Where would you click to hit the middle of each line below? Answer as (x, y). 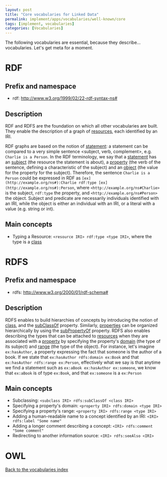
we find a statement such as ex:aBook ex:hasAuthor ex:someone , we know (81, 367)
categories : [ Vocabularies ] (34, 28)
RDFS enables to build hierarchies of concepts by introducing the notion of (82, 320)
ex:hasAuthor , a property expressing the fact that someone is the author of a (83, 351)
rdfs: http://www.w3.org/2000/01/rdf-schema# (60, 292)
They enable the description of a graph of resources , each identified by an (81, 131)
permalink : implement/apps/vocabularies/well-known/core (65, 19)
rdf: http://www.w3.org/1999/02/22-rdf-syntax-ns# (65, 98)
